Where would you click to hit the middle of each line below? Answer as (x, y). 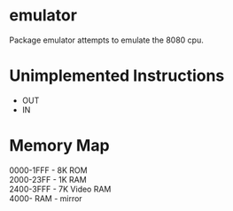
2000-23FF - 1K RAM (48, 179)
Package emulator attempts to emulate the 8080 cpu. (106, 40)
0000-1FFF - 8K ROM (48, 170)
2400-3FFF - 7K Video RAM (60, 189)
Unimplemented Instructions (117, 76)
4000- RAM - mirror (46, 198)
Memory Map (59, 146)
